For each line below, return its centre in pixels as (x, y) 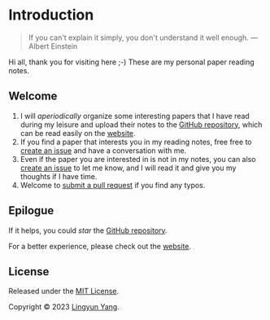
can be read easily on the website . (78, 133)
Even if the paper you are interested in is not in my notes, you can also (138, 159)
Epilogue (31, 210)
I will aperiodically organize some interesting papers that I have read (135, 116)
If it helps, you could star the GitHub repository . (88, 230)
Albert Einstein (53, 46)
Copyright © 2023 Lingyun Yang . (64, 307)
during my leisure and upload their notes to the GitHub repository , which (141, 125)
